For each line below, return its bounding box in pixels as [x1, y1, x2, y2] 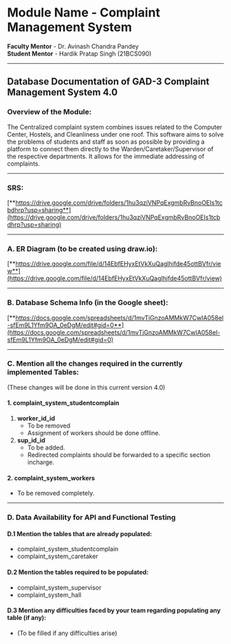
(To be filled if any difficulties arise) [16, 629, 118, 637]
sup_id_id [16, 436, 46, 445]
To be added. [27, 443, 65, 452]
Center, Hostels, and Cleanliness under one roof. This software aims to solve [7, 130, 224, 138]
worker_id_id [16, 414, 56, 423]
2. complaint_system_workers [7, 474, 95, 482]
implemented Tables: [7, 368, 79, 377]
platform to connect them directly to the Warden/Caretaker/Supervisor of [7, 144, 214, 153]
